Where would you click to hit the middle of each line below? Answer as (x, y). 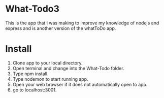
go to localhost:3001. (35, 90)
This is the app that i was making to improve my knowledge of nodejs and (82, 23)
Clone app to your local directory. (47, 63)
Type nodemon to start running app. (50, 79)
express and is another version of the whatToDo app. (61, 28)
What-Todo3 (32, 9)
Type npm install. (30, 74)
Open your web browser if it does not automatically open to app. (80, 84)
